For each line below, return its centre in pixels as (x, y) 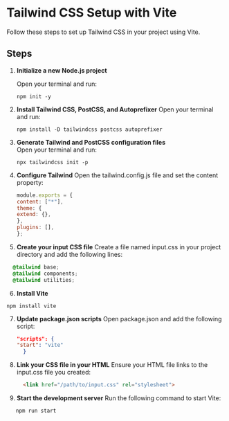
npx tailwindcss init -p (52, 162)
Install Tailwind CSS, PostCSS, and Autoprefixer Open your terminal (115, 109)
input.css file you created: (54, 373)
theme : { (29, 208)
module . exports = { (45, 195)
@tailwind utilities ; (44, 280)
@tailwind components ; (45, 274)
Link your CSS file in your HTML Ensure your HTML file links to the (112, 365)
